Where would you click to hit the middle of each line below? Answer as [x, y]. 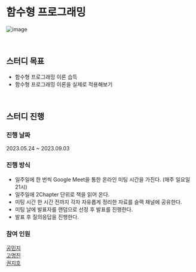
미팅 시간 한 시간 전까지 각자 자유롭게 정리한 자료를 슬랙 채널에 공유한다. [98, 202]
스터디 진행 [25, 117]
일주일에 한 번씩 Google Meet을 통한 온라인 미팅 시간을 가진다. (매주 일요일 [102, 179]
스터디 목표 [25, 61]
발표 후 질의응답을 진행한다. [47, 217]
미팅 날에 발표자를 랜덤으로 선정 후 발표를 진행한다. [74, 209]
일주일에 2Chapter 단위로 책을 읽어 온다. [62, 194]
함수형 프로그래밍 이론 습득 [46, 77]
